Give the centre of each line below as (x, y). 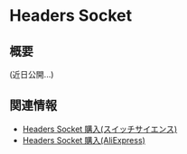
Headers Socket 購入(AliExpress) (84, 140)
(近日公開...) (32, 74)
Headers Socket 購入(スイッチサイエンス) (100, 129)
